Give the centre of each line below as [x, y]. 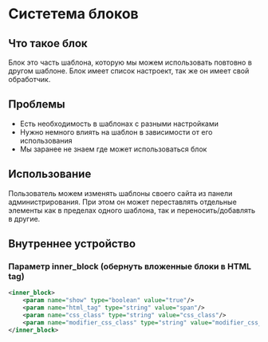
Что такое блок [48, 43]
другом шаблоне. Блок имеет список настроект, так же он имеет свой [129, 71]
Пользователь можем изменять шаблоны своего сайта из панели [120, 193]
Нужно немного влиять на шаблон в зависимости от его [116, 132]
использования [46, 140]
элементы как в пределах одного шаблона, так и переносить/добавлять [132, 210]
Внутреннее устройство [72, 244]
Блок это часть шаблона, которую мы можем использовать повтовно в [130, 62]
